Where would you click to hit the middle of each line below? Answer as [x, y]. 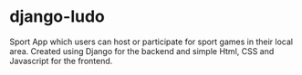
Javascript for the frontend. [61, 61]
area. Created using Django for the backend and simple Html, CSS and [142, 51]
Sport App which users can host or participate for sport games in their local [151, 42]
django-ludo [57, 17]
